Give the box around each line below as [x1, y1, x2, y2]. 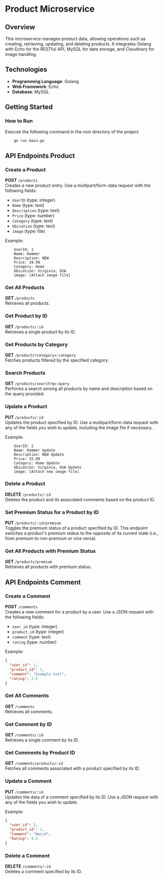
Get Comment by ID [5, 721, 52, 728]
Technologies [5, 65, 48, 74]
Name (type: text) [12, 203, 45, 208]
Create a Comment [5, 593, 51, 599]
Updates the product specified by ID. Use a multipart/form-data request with [5, 419, 159, 425]
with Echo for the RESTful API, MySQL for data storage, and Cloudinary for [5, 46, 155, 52]
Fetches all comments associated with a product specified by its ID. [5, 765, 140, 772]
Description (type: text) [12, 207, 60, 213]
